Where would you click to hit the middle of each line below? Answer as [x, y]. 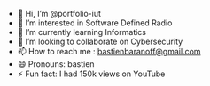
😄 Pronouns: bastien [56, 64]
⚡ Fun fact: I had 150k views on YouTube [91, 74]
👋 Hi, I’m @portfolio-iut [59, 14]
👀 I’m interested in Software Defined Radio [95, 23]
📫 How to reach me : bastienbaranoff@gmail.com [109, 51]
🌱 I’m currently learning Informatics [82, 32]
